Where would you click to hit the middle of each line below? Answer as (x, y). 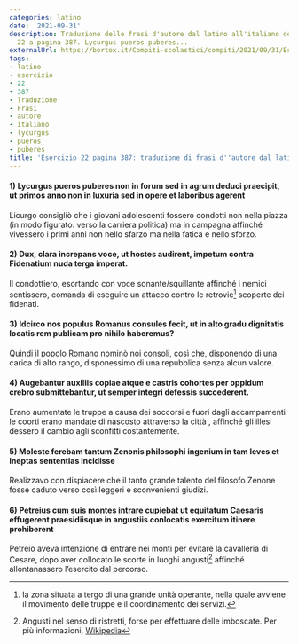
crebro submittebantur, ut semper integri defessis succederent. (129, 392)
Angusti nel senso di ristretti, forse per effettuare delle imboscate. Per (149, 621)
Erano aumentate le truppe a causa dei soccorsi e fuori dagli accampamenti (148, 412)
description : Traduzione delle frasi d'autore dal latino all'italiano (144, 34)
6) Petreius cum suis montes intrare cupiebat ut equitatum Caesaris (137, 510)
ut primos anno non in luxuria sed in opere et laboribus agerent (127, 195)
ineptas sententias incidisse (62, 460)
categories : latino (45, 17)
